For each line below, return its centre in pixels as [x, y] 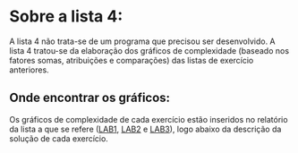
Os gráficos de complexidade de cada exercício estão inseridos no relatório [149, 119]
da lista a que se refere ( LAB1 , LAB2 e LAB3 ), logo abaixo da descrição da [145, 129]
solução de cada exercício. [59, 138]
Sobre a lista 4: [66, 17]
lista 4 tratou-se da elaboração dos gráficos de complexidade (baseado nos [149, 50]
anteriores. [29, 70]
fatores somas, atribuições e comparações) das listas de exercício [132, 60]
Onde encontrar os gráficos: [90, 98]
